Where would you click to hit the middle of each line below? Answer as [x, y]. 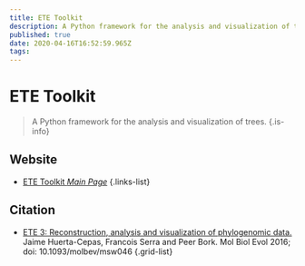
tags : [20, 52]
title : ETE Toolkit [46, 18]
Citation [33, 210]
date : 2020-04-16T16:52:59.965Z [70, 43]
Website [33, 160]
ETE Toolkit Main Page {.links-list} [86, 182]
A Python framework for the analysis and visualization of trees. [149, 122]
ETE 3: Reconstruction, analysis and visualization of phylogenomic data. [157, 232]
